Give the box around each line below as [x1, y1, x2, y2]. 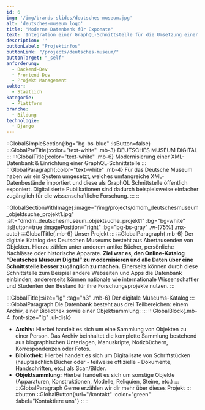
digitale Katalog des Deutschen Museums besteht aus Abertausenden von [6, 237, 194, 244]
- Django [12, 123, 34, 130]
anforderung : [6, 60, 40, 66]
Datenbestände [6, 179, 45, 187]
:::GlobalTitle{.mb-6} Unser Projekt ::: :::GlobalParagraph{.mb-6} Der [21, 230, 194, 238]
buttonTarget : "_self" [6, 55, 64, 61]
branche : [6, 106, 29, 112]
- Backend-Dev [12, 66, 48, 72]
